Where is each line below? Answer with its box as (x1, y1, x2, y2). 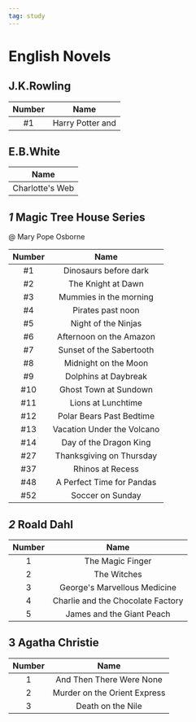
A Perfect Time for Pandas (55, 477, 157, 488)
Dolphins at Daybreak (64, 371, 148, 383)
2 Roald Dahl (8, 518, 74, 532)
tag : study (8, 11, 46, 20)
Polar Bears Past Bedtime (57, 410, 155, 422)
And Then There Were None (55, 673, 163, 685)
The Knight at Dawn (68, 278, 144, 290)
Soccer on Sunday (71, 490, 142, 501)
